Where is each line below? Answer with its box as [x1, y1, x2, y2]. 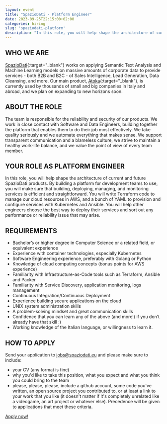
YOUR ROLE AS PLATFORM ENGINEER [5, 162, 125, 170]
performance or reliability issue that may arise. [5, 212, 100, 218]
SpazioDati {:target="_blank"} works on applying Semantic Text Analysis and [5, 62, 162, 68]
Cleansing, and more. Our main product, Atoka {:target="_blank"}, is [5, 78, 143, 84]
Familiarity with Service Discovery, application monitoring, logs [12, 282, 142, 288]
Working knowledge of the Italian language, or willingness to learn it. [12, 324, 153, 331]
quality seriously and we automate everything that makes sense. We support [5, 132, 162, 138]
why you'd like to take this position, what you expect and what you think [12, 372, 160, 378]
